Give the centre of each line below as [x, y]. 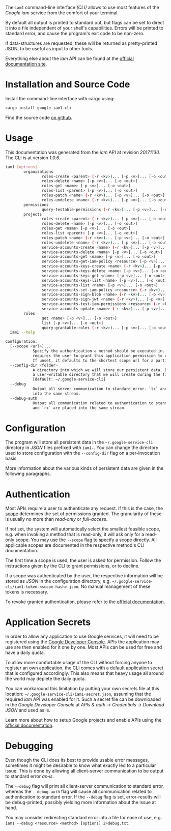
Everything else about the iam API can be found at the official [69, 58]
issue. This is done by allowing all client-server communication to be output [84, 771]
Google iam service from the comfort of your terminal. [62, 13]
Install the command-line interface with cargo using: [60, 98]
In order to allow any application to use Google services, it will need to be [82, 636]
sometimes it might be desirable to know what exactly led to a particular [81, 765]
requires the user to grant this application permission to [97, 355]
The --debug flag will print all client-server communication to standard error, [85, 786]
